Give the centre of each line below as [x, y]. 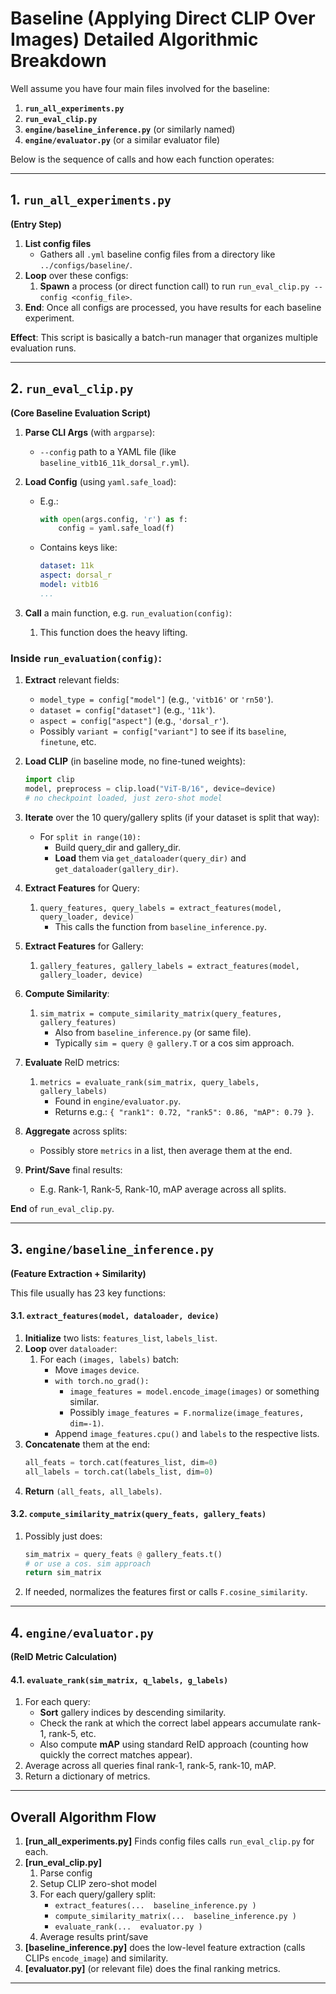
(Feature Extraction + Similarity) [78, 1273]
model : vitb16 [69, 585]
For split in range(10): [90, 836]
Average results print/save [94, 1937]
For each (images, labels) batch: [109, 1359]
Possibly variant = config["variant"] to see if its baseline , [163, 731]
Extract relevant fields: [72, 680]
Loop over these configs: [76, 275]
